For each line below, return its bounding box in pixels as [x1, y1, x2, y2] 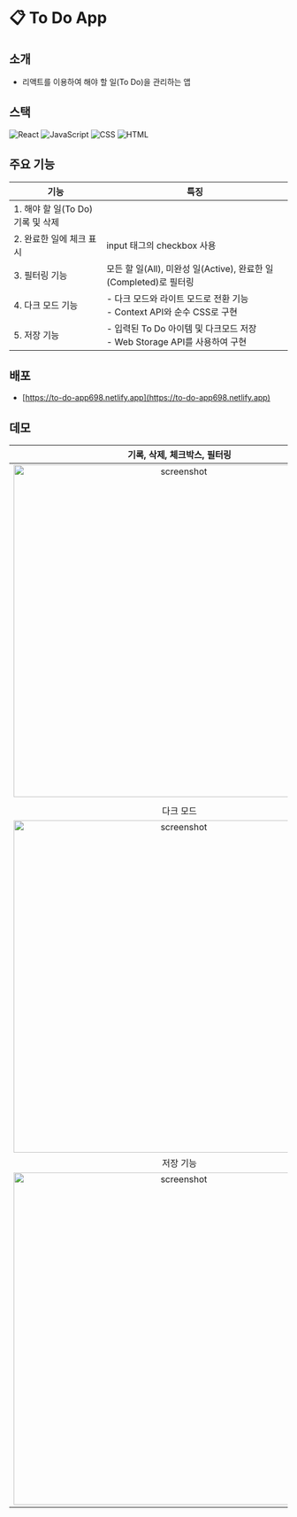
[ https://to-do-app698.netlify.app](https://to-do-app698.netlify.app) [21, 393, 271, 403]
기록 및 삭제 [13, 215, 60, 228]
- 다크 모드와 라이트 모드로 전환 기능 [105, 292, 249, 305]
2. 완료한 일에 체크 [13, 232, 87, 245]
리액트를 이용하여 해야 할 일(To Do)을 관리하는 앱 [21, 77, 192, 87]
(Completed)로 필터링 [105, 276, 194, 288]
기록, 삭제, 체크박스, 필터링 [127, 449, 232, 462]
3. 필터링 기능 [13, 268, 68, 281]
